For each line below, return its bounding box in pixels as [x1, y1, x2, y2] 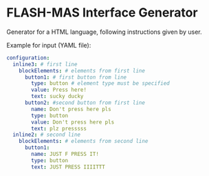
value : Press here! [31, 86, 87, 94]
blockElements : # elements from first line [19, 67, 146, 74]
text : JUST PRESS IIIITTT [31, 164, 106, 170]
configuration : [6, 54, 50, 61]
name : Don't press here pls [31, 106, 111, 113]
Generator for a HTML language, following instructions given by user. [6, 28, 202, 36]
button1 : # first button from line [24, 74, 127, 81]
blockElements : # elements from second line [19, 138, 148, 145]
